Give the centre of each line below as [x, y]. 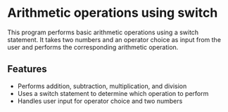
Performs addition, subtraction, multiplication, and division [102, 86]
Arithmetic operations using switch [113, 13]
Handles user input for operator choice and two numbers [100, 101]
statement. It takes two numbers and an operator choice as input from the [114, 39]
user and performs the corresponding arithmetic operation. [93, 47]
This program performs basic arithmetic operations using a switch [103, 32]
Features [27, 69]
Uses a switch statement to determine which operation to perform [113, 93]
